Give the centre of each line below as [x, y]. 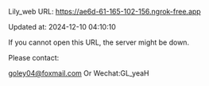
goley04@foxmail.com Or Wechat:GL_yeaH [79, 73]
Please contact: [34, 58]
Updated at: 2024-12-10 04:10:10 [62, 27]
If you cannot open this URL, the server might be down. [99, 42]
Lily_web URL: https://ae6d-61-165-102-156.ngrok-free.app [104, 12]
